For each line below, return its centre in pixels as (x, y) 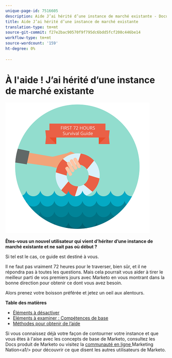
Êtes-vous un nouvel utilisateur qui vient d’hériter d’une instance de (79, 241)
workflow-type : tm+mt (28, 38)
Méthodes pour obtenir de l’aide (46, 323)
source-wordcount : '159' (32, 44)
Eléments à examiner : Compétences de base (60, 318)
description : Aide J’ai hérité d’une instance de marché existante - (81, 16)
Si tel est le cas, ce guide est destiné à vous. (52, 257)
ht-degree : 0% (20, 49)
